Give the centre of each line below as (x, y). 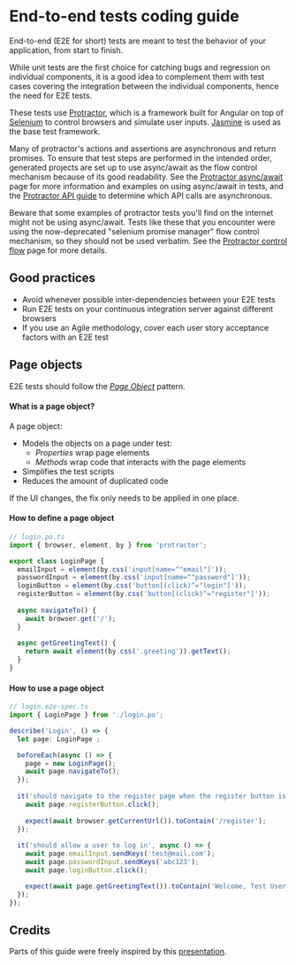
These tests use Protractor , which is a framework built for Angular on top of (147, 112)
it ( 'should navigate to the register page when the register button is (152, 797)
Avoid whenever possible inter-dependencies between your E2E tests (148, 299)
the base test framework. (55, 131)
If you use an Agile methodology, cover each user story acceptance (145, 327)
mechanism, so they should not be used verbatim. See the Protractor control (148, 241)
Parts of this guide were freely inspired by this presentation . (118, 952)
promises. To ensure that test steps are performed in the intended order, (140, 157)
